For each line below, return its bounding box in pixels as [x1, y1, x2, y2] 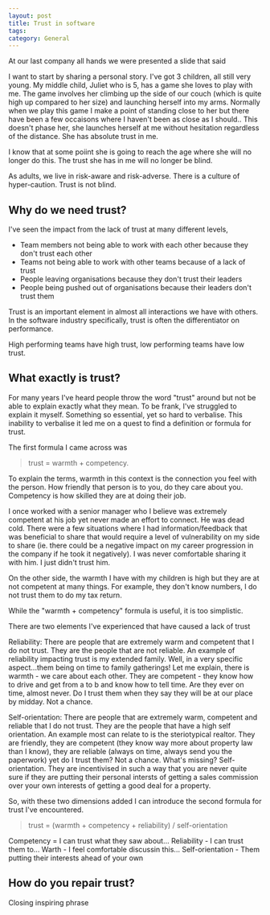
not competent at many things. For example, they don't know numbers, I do [8, 581, 257, 591]
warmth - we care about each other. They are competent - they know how [8, 671, 254, 680]
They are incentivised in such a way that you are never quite [47, 763, 247, 773]
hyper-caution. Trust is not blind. [8, 180, 117, 190]
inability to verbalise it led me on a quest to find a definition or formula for [8, 418, 252, 428]
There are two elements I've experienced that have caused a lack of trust [8, 621, 251, 631]
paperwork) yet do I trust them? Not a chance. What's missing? [8, 755, 218, 765]
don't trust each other [19, 248, 92, 258]
